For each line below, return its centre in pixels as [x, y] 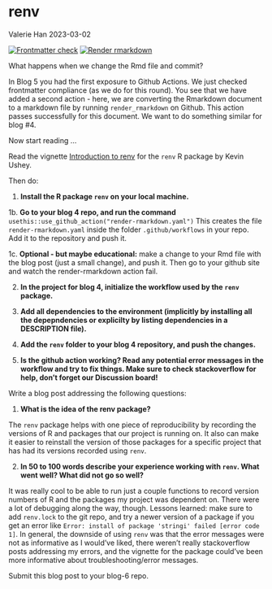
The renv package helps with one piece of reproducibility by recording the [133, 425]
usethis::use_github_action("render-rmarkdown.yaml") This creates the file [135, 220]
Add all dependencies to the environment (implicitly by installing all [136, 311]
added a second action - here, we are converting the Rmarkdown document [135, 98]
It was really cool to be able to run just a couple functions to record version [134, 491]
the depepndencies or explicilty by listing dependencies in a [124, 320]
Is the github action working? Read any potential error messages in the [142, 360]
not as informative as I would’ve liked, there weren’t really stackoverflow [129, 543]
